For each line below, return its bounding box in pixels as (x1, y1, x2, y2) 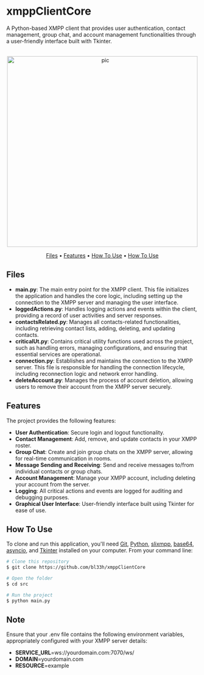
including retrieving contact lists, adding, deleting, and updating (15, 325, 175, 332)
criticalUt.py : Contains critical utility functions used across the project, (15, 337, 194, 345)
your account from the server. (15, 480, 90, 488)
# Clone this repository (6, 558, 69, 565)
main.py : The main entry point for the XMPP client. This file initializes (15, 286, 189, 293)
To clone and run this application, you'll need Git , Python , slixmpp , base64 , (6, 540, 194, 547)
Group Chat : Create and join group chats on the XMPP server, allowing (15, 448, 193, 455)
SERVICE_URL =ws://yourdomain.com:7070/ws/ (15, 649, 135, 657)
